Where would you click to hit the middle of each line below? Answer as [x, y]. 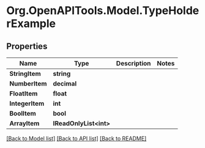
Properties [27, 46]
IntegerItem [27, 103]
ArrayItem [24, 123]
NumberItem [28, 83]
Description [133, 63]
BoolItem [23, 113]
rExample [31, 24]
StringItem [25, 74]
